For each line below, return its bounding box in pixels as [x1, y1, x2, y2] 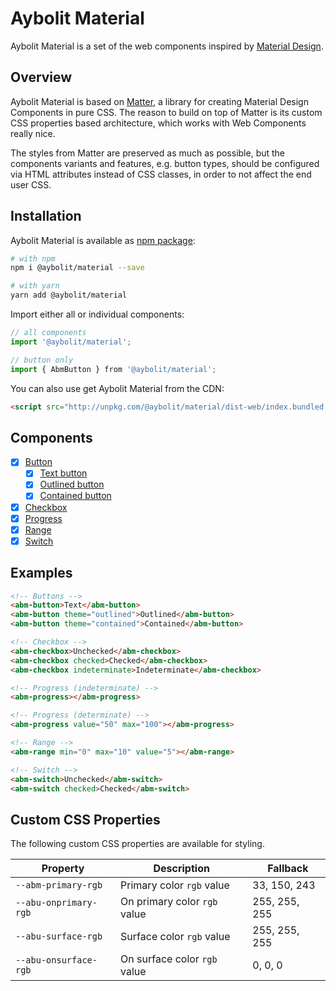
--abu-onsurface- [15, 955, 98, 966]
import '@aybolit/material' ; [10, 337, 132, 347]
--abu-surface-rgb [15, 931, 103, 942]
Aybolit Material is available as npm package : [10, 234, 196, 246]
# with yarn [10, 281, 60, 291]
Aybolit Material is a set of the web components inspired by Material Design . [10, 40, 324, 52]
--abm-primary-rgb [15, 880, 103, 891]
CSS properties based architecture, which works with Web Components [10, 117, 307, 129]
